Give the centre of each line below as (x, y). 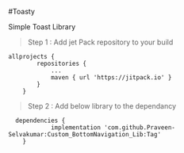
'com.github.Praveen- (140, 128)
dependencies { (40, 120)
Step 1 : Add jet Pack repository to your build (100, 42)
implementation (76, 128)
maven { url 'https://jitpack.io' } (111, 78)
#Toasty (22, 11)
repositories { (62, 63)
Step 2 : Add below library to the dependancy (102, 106)
